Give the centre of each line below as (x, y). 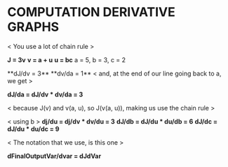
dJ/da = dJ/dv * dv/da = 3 (45, 94)
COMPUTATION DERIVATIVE (91, 12)
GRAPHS (33, 27)
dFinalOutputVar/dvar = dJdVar (54, 156)
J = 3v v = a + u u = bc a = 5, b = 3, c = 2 (67, 59)
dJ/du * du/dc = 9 (33, 129)
